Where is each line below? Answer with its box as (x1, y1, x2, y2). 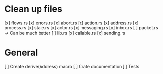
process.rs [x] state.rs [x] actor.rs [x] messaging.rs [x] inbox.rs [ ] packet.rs (4, 25, 159, 30)
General (4, 48, 38, 58)
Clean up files (4, 3, 63, 15)
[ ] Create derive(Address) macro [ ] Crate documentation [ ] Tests (4, 63, 140, 69)
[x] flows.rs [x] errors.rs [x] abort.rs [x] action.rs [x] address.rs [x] (4, 20, 139, 25)
